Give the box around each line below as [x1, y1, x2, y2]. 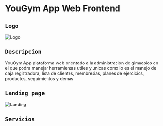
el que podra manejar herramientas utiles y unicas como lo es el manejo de [5, 65, 157, 71]
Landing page [5, 90, 45, 97]
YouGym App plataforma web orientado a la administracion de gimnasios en [5, 60, 159, 66]
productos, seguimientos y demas [5, 75, 74, 81]
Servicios [5, 116, 35, 123]
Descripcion [5, 48, 42, 55]
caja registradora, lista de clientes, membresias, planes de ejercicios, [5, 70, 144, 76]
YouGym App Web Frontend [5, 3, 121, 14]
